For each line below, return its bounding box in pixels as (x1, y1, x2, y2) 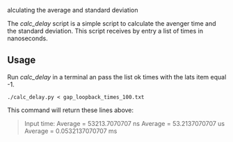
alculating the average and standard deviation (7, 6, 138, 14)
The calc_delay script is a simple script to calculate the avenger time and (7, 19, 217, 27)
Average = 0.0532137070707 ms (24, 127, 118, 135)
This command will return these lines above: (7, 106, 134, 114)
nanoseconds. (7, 34, 49, 42)
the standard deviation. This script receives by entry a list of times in (7, 27, 204, 35)
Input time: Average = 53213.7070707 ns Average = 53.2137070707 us (24, 119, 225, 127)
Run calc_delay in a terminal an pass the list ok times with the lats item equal (7, 72, 227, 81)
